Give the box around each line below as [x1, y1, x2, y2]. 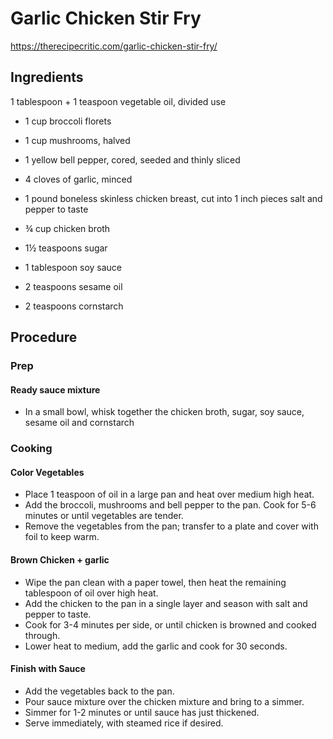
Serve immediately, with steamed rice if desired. [24, 717, 224, 729]
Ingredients [10, 69, 84, 86]
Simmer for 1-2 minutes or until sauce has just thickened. [24, 706, 260, 718]
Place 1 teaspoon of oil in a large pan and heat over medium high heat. [24, 488, 315, 501]
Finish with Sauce [10, 663, 86, 675]
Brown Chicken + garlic [10, 553, 110, 566]
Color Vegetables [10, 466, 85, 478]
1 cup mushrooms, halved [24, 134, 131, 146]
